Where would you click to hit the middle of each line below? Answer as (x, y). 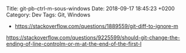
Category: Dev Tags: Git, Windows (48, 15)
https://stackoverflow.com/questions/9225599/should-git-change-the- (93, 37)
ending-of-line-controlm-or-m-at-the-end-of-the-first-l (74, 44)
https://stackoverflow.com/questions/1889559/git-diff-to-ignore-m (96, 26)
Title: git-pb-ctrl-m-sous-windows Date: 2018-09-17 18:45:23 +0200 (91, 9)
